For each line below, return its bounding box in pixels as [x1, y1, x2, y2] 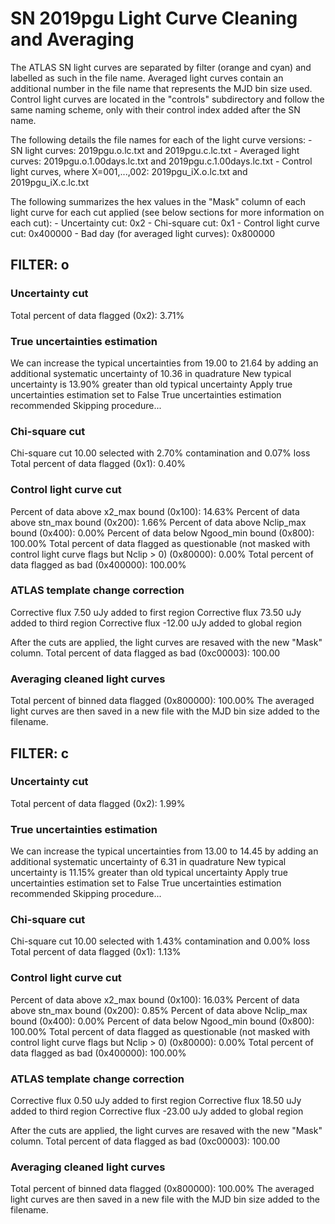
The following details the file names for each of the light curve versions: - [10, 133, 313, 146]
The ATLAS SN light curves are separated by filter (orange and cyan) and [10, 61, 312, 73]
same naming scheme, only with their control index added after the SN [10, 103, 301, 116]
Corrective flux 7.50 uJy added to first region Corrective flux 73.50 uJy [10, 606, 302, 618]
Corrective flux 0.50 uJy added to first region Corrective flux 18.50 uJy [10, 1094, 302, 1106]
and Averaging [10, 28, 135, 51]
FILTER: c [10, 745, 70, 762]
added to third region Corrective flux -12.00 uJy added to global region [10, 617, 303, 629]
